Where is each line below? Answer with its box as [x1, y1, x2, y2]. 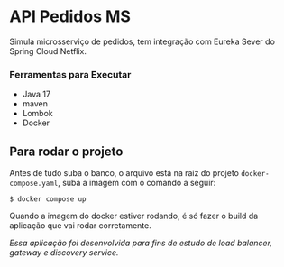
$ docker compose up [9, 195, 87, 204]
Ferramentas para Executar [9, 68, 132, 80]
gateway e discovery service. [9, 247, 119, 258]
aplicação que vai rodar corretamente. [9, 220, 151, 231]
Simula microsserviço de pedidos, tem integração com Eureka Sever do [9, 36, 275, 47]
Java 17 [22, 88, 51, 100]
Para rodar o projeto [9, 143, 124, 159]
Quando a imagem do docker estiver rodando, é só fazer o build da [9, 210, 259, 222]
